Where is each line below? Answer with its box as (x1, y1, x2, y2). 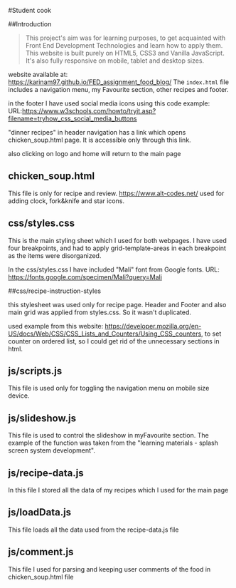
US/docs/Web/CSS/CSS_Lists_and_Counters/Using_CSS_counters (8, 329, 202, 338)
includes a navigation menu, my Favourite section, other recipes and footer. (8, 86, 230, 93)
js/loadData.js (8, 506, 72, 519)
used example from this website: (8, 321, 104, 330)
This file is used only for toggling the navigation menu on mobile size (8, 384, 210, 393)
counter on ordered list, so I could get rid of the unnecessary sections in (8, 336, 220, 345)
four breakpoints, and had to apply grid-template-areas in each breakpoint (8, 244, 227, 252)
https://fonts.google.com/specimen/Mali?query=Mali (8, 272, 163, 281)
